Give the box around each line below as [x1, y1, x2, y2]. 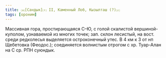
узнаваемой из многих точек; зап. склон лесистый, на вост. [26, 31, 154, 37]
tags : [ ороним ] [5, 12, 37, 17]
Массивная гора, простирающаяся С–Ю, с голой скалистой [5, 25, 133, 31]
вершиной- [134, 25, 158, 31]
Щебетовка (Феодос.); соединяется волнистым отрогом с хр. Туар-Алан [5, 41, 161, 47]
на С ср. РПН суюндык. [5, 47, 55, 53]
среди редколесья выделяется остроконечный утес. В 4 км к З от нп [5, 36, 154, 42]
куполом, [5, 31, 26, 37]
